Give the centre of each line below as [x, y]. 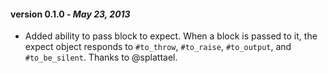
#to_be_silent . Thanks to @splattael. [101, 57]
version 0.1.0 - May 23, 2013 [70, 14]
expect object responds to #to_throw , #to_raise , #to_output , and [158, 47]
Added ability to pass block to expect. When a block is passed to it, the [171, 36]
